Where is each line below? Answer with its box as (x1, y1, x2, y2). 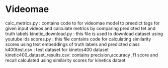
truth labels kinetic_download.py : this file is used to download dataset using (5, 30, 163, 36)
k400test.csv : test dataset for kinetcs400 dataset (5, 46, 109, 52)
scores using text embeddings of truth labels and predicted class (5, 41, 140, 47)
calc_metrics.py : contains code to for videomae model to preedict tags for (5, 20, 160, 26)
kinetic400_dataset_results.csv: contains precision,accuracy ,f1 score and (5, 51, 158, 58)
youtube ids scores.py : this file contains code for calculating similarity (5, 36, 151, 42)
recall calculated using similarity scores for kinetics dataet (5, 57, 126, 63)
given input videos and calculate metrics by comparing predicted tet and (5, 25, 156, 31)
